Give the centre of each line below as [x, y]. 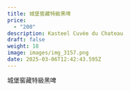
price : [17, 20]
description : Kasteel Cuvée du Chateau [65, 33]
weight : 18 [23, 46]
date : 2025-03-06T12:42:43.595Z [54, 59]
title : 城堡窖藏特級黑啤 [39, 14]
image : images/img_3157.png [48, 53]
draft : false [26, 40]
